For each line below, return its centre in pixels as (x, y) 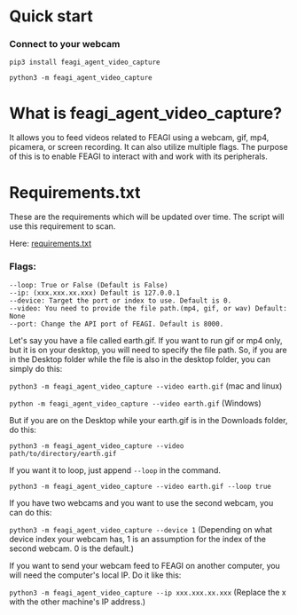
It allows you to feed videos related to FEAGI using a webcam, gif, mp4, (139, 138)
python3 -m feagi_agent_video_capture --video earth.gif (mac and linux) (146, 386)
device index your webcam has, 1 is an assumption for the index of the (137, 539)
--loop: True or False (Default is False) (89, 285)
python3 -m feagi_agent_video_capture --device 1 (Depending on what (141, 529)
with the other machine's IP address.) (78, 602)
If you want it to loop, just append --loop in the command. (115, 470)
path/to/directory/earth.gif (63, 453)
